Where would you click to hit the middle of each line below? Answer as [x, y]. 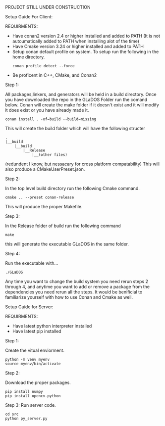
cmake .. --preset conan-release [40, 197]
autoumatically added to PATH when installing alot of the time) [76, 41]
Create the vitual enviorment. [35, 350]
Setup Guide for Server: [29, 307]
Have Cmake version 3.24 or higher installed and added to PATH [78, 46]
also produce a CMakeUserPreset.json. [45, 169]
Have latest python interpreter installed [52, 326]
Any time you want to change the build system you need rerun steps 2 [77, 281]
